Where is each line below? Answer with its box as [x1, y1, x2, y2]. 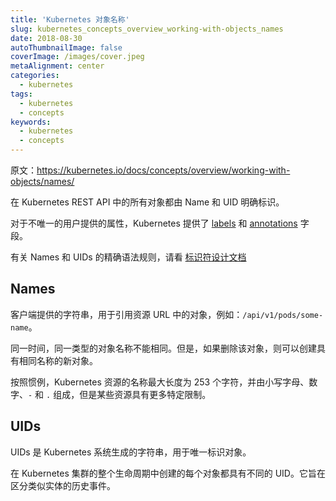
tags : [10, 89, 33, 99]
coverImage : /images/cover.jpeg [10, 52, 145, 62]
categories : [10, 71, 60, 81]
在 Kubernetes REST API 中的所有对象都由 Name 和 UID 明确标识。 [10, 196, 285, 208]
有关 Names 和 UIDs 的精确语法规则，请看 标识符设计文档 [10, 251, 247, 263]
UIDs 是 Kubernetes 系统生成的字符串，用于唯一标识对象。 [10, 446, 252, 458]
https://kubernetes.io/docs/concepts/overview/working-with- [36, 164, 291, 176]
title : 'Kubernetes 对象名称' [10, 14, 130, 25]
